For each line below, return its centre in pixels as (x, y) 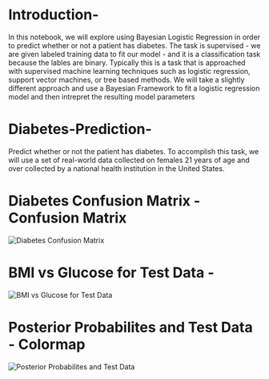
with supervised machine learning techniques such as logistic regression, (129, 71)
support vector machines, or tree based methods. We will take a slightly (126, 79)
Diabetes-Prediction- (80, 129)
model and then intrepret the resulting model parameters (102, 96)
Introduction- (54, 15)
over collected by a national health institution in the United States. (116, 168)
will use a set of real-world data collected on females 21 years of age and (129, 160)
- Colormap (47, 344)
